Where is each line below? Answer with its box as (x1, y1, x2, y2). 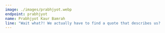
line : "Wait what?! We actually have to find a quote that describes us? (5, 20, 161, 26)
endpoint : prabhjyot (5, 12, 48, 16)
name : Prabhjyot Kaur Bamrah (5, 16, 65, 21)
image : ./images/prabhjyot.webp (5, 7, 72, 12)
